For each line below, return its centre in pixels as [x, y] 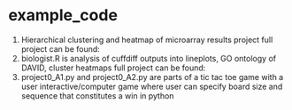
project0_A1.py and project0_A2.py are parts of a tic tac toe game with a [152, 77]
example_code [63, 15]
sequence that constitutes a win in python [97, 95]
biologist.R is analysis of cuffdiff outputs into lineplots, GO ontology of [148, 58]
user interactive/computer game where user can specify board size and [152, 86]
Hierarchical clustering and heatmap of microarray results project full [147, 40]
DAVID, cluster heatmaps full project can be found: [113, 68]
